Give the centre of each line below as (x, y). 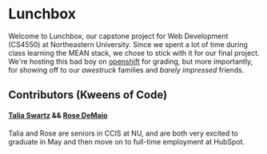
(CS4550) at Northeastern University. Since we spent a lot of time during (128, 44)
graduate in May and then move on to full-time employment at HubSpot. (127, 141)
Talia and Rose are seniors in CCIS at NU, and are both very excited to (123, 133)
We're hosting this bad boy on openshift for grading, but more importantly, (131, 61)
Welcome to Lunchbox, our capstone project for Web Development (118, 36)
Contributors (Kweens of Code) (88, 95)
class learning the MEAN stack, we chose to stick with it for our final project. (134, 53)
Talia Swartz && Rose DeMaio (58, 115)
